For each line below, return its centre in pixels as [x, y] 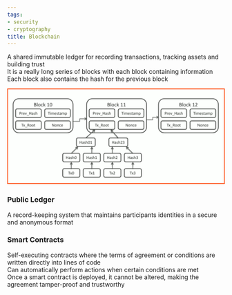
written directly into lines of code [54, 262]
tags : [15, 15]
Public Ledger [31, 200]
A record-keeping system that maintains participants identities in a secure [112, 215]
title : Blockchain [33, 37]
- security [23, 22]
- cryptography [29, 29]
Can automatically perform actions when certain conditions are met [103, 269]
